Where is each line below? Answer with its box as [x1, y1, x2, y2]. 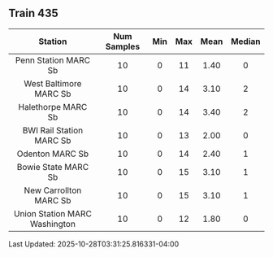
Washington [29, 218, 76, 229]
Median [230, 36, 261, 47]
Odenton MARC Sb [16, 148, 89, 159]
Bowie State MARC [16, 161, 89, 172]
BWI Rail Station [22, 124, 84, 136]
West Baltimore [24, 77, 82, 89]
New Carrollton [24, 185, 82, 196]
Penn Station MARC [15, 54, 91, 66]
